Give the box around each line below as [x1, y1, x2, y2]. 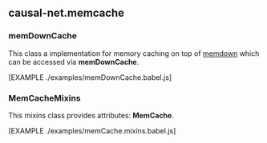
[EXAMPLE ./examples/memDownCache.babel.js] [8, 72, 172, 82]
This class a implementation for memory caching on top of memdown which [8, 48, 260, 58]
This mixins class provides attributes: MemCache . [8, 110, 174, 120]
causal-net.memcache [8, 6, 125, 20]
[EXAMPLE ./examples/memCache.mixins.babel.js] [8, 125, 176, 135]
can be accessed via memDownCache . [8, 57, 140, 66]
